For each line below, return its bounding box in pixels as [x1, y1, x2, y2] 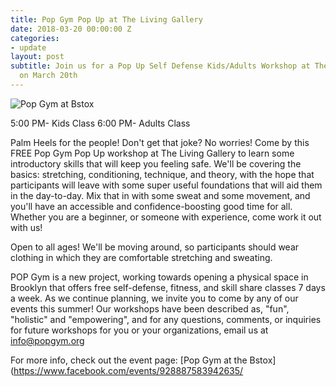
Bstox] [249, 354, 277, 366]
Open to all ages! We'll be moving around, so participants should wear [10, 241, 300, 253]
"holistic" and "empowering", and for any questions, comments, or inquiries [10, 313, 322, 325]
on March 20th [19, 71, 78, 81]
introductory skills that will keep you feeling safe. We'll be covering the [10, 157, 302, 170]
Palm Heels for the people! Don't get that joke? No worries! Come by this [10, 136, 310, 148]
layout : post [10, 52, 65, 62]
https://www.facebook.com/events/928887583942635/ [13, 364, 244, 376]
